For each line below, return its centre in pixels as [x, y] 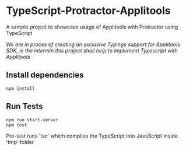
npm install [20, 89]
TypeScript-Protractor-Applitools [88, 11]
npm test [17, 125]
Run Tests [24, 106]
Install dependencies [45, 75]
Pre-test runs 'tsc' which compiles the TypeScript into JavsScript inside [92, 136]
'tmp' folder [20, 142]
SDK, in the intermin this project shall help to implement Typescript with [92, 50]
